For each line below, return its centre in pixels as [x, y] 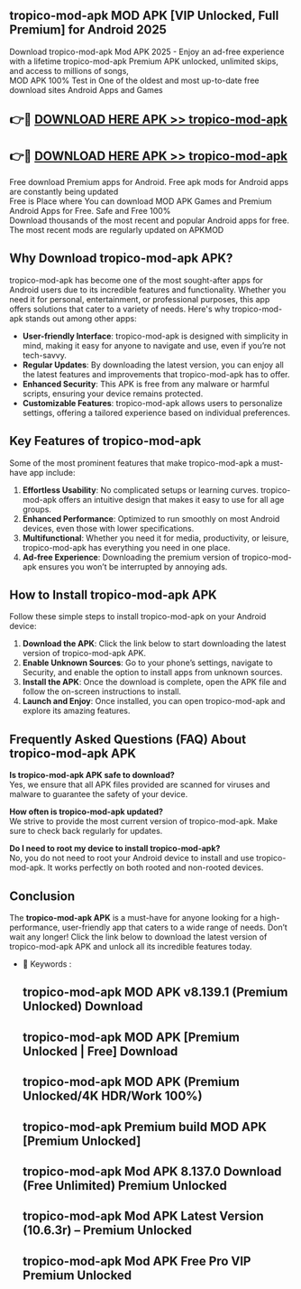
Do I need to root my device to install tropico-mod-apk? [115, 849]
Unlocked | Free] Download [100, 1051]
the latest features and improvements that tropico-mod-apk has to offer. [156, 374]
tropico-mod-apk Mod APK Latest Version [143, 1216]
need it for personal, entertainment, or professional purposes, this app [140, 299]
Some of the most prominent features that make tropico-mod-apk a [134, 463]
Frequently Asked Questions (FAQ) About [128, 739]
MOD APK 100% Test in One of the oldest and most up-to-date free [134, 80]
